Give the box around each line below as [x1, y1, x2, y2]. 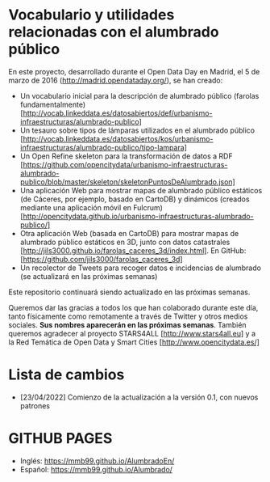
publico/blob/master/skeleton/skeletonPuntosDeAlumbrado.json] [19, 176, 235, 187]
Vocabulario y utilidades [8, 6, 175, 24]
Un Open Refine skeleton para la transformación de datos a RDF [19, 151, 233, 161]
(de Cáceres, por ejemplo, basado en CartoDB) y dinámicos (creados [19, 194, 250, 204]
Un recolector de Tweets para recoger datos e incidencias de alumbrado [19, 263, 262, 273]
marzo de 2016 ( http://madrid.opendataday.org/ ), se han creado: [8, 75, 223, 85]
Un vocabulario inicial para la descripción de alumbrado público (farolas [19, 91, 260, 100]
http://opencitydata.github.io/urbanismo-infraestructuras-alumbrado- [23, 211, 254, 221]
